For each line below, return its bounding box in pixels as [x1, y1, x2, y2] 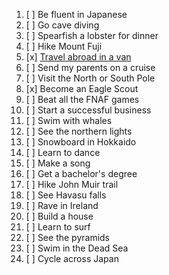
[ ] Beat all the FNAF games [25, 94, 140, 105]
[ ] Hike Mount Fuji [25, 40, 103, 52]
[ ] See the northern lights [25, 125, 133, 137]
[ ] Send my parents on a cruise [25, 62, 156, 73]
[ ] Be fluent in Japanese [25, 9, 128, 20]
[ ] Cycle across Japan [25, 253, 119, 264]
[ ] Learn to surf [25, 221, 91, 233]
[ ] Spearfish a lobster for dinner [25, 30, 159, 41]
